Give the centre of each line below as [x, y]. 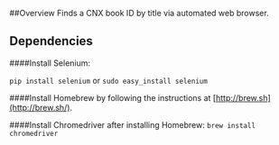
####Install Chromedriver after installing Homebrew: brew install [132, 124]
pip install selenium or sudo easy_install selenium [108, 80]
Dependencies [51, 41]
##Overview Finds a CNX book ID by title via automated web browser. [139, 13]
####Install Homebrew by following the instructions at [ [113, 97]
